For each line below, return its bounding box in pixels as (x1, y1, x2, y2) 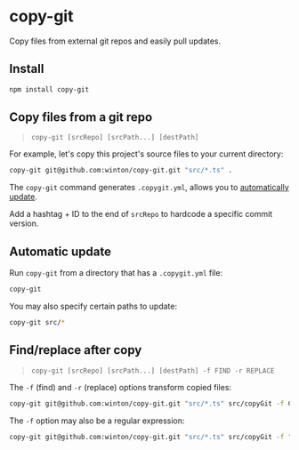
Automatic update (9, 244, 111, 259)
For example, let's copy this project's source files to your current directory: (9, 149, 284, 159)
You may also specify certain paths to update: (9, 301, 178, 311)
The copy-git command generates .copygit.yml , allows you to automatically (9, 182, 289, 193)
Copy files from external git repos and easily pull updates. (9, 36, 222, 46)
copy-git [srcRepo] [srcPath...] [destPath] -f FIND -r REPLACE (30, 366, 275, 375)
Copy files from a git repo (9, 109, 153, 125)
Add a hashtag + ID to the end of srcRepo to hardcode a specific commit (9, 209, 273, 220)
